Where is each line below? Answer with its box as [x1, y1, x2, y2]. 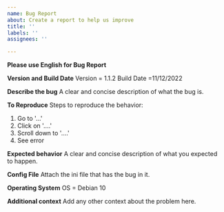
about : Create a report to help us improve [7, 17, 134, 23]
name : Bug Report [7, 10, 57, 17]
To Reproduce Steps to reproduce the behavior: [7, 101, 143, 109]
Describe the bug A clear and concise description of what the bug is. [7, 88, 204, 96]
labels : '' [7, 29, 39, 37]
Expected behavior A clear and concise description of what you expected [7, 150, 218, 158]
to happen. [7, 157, 38, 166]
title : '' [7, 23, 36, 30]
